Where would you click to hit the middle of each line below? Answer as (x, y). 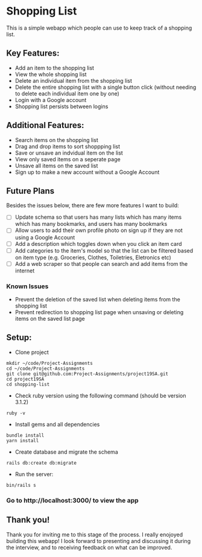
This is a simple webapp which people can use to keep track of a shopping (99, 28)
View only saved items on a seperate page (68, 159)
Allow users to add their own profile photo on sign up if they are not (99, 230)
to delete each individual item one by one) (67, 93)
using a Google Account (45, 237)
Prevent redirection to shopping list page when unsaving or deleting (99, 312)
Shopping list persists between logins (62, 106)
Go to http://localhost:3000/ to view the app (72, 500)
